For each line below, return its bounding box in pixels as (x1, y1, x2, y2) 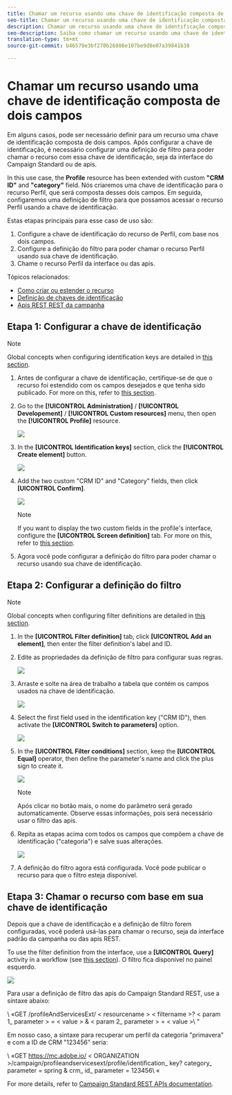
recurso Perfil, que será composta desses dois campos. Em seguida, (7, 188, 203, 196)
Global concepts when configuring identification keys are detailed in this (7, 353, 213, 361)
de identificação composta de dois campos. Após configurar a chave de (7, 138, 213, 146)
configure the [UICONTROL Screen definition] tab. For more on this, (17, 531, 213, 539)
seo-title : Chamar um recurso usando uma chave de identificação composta (7, 17, 227, 24)
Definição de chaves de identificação (17, 293, 124, 301)
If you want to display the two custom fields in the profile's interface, (17, 524, 213, 532)
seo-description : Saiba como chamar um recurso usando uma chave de (7, 29, 209, 37)
